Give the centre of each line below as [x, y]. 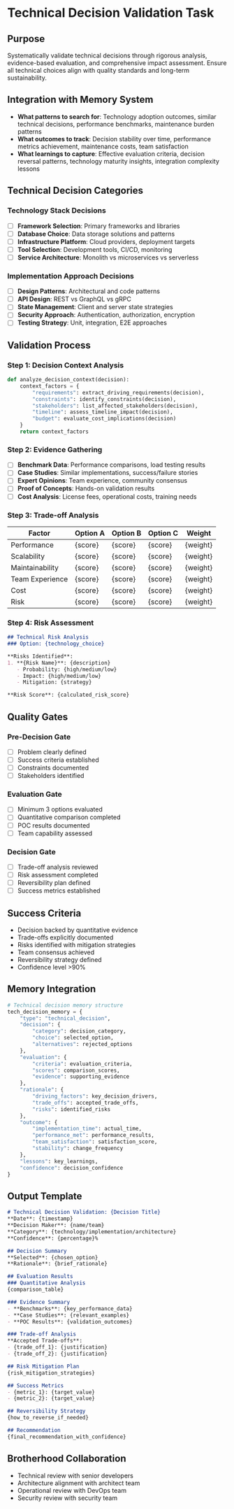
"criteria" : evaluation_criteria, [82, 1064]
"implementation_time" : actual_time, [87, 1129]
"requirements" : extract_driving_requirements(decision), [118, 392]
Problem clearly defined [52, 752]
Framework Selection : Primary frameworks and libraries [98, 226]
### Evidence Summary [39, 1302]
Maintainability [35, 567]
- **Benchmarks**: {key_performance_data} [70, 1309]
